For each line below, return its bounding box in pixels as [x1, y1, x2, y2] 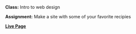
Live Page [5, 23, 26, 29]
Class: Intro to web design [5, 4, 60, 10]
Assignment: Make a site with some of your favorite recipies [5, 14, 131, 19]
